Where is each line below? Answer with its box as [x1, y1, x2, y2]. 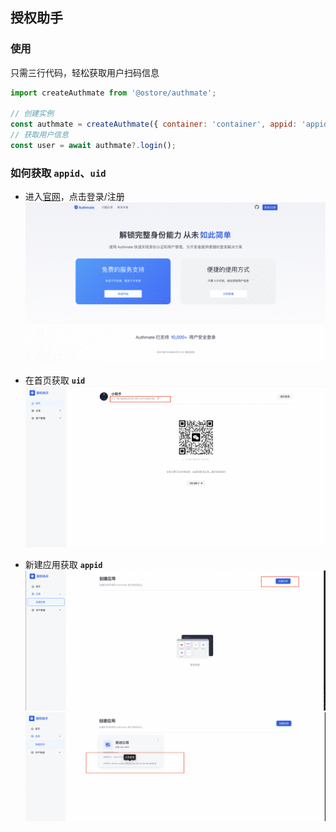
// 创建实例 [10, 109, 55, 119]
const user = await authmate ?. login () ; [10, 141, 177, 151]
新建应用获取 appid [24, 558, 103, 570]
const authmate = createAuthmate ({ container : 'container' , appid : [10, 119, 298, 130]
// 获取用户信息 [10, 130, 69, 140]
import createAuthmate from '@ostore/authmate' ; [10, 88, 217, 98]
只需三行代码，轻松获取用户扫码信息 [10, 66, 160, 78]
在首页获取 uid [24, 374, 86, 387]
